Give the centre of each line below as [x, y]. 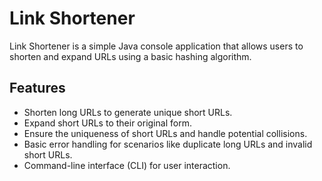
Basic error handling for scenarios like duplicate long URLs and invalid [168, 144]
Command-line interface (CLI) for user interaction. [127, 165]
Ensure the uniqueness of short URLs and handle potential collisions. [165, 133]
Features [37, 88]
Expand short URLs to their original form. [107, 123]
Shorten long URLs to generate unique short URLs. [128, 112]
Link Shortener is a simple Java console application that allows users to [156, 46]
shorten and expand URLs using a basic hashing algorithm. [130, 56]
